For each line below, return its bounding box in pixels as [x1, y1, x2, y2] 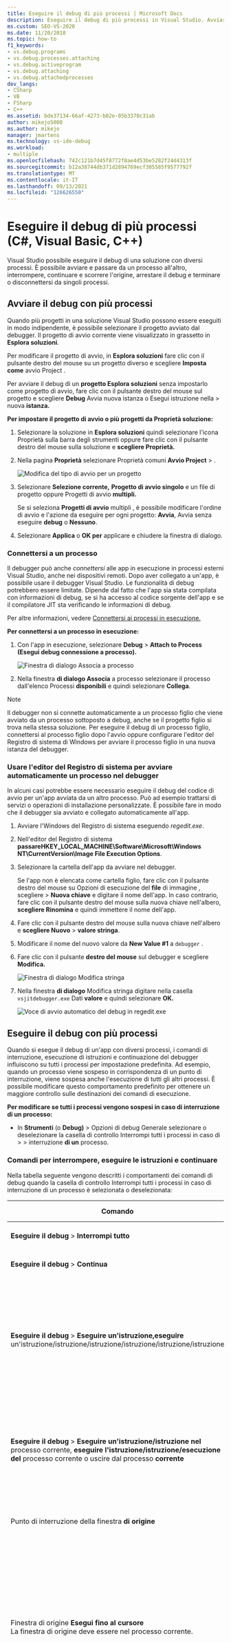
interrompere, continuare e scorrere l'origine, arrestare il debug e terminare [7, 271, 221, 279]
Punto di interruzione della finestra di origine [10, 1516, 156, 1526]
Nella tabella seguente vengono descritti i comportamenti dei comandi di [7, 1171, 213, 1179]
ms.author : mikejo [7, 125, 60, 132]
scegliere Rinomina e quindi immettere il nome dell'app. [16, 905, 177, 914]
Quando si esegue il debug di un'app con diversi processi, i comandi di [7, 1046, 208, 1054]
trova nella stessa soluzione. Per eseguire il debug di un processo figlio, [7, 723, 211, 731]
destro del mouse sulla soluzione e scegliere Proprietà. [16, 442, 175, 451]
